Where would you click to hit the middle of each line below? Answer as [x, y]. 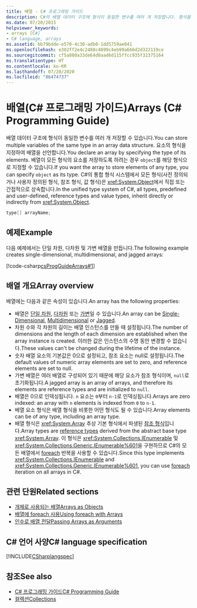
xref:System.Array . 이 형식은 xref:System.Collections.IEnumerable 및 [96, 438]
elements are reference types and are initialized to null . [82, 389]
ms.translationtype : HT [35, 61]
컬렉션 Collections [35, 599]
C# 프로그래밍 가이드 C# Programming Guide [67, 592]
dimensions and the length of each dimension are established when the [101, 334]
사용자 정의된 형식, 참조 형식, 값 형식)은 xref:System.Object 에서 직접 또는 [101, 182]
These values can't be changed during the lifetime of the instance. [101, 348]
